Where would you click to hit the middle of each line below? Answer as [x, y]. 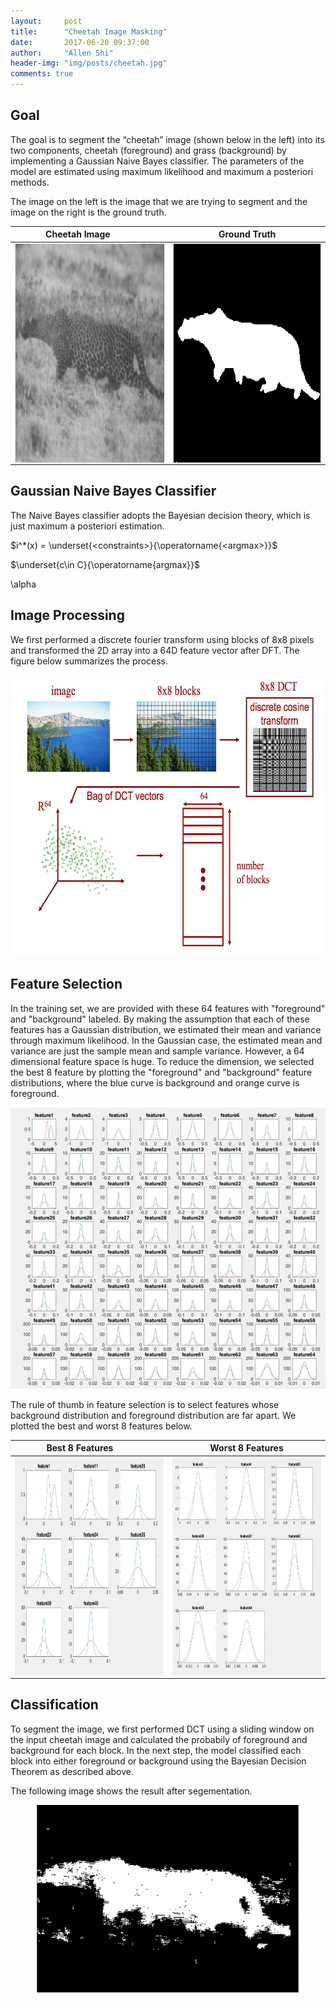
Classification [54, 1705]
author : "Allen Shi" [62, 53]
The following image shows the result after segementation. [131, 1791]
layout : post [46, 21]
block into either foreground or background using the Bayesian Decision [158, 1761]
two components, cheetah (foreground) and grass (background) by [148, 150]
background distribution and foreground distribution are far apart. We [153, 1415]
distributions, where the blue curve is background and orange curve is [155, 1082]
